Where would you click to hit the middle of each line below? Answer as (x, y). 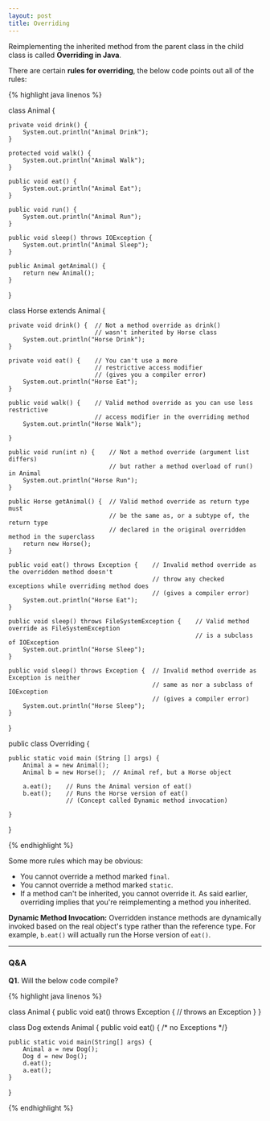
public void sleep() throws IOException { (80, 238)
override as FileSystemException (64, 628)
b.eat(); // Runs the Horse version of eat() (106, 793)
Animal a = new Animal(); (66, 765)
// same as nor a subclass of (202, 685)
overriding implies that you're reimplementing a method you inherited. (135, 902)
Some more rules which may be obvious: (76, 860)
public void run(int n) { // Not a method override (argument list (129, 452)
